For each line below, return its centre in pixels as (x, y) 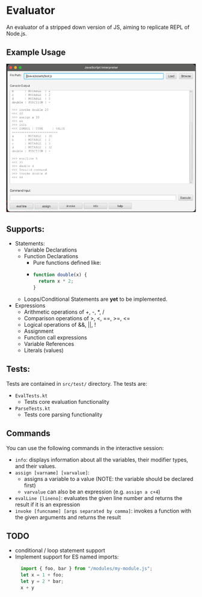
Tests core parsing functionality (63, 414)
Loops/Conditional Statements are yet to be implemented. (96, 299)
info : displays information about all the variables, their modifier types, (101, 459)
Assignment (39, 331)
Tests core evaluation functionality (66, 401)
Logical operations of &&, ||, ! (60, 324)
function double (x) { (60, 275)
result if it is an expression (47, 504)
